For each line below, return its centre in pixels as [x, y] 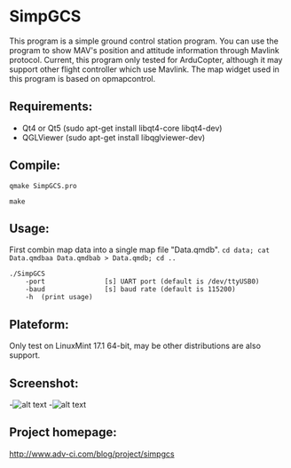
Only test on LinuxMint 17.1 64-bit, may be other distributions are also [135, 346]
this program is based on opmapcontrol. [83, 78]
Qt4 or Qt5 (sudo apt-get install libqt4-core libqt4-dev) [122, 128]
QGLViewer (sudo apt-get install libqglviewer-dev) [114, 137]
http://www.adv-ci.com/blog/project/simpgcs [92, 454]
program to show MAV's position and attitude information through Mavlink [144, 50]
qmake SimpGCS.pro [43, 186]
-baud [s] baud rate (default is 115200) [131, 290]
